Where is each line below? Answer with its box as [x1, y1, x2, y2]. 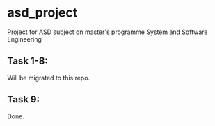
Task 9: [7, 93, 40, 105]
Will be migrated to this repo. [7, 73, 90, 82]
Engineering [7, 35, 42, 43]
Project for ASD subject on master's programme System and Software [7, 28, 208, 36]
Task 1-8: [7, 55, 49, 67]
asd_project [7, 5, 78, 21]
